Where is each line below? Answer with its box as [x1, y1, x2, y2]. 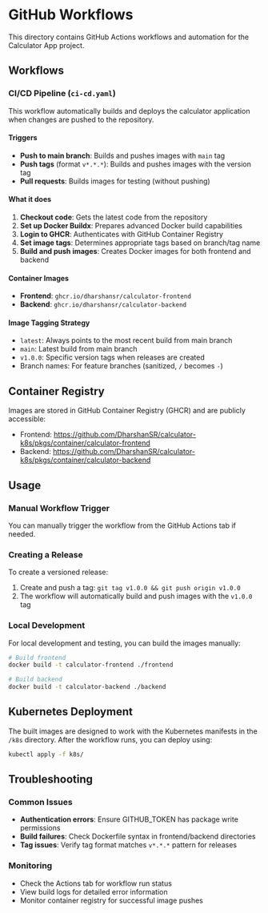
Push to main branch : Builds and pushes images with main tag [19, 151, 226, 160]
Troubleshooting [8, 773, 94, 786]
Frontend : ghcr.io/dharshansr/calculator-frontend [19, 291, 192, 301]
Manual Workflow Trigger [8, 502, 110, 513]
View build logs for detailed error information [19, 887, 168, 896]
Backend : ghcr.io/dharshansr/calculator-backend [19, 300, 186, 309]
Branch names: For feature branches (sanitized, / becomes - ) [19, 361, 223, 371]
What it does [8, 195, 52, 204]
